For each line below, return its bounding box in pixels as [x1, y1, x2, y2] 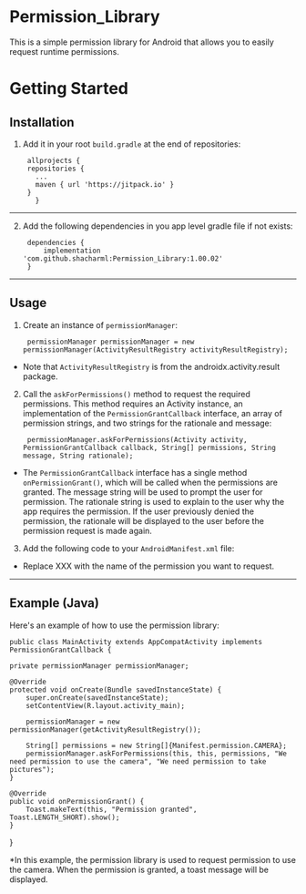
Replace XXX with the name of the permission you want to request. [22, 560, 275, 571]
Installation [9, 114, 75, 129]
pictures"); [9, 765, 55, 774]
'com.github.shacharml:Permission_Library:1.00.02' [22, 253, 223, 263]
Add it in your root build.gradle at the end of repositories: [22, 139, 241, 149]
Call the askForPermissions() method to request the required [22, 388, 250, 399]
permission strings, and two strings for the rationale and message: [22, 417, 272, 428]
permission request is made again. [22, 525, 153, 536]
